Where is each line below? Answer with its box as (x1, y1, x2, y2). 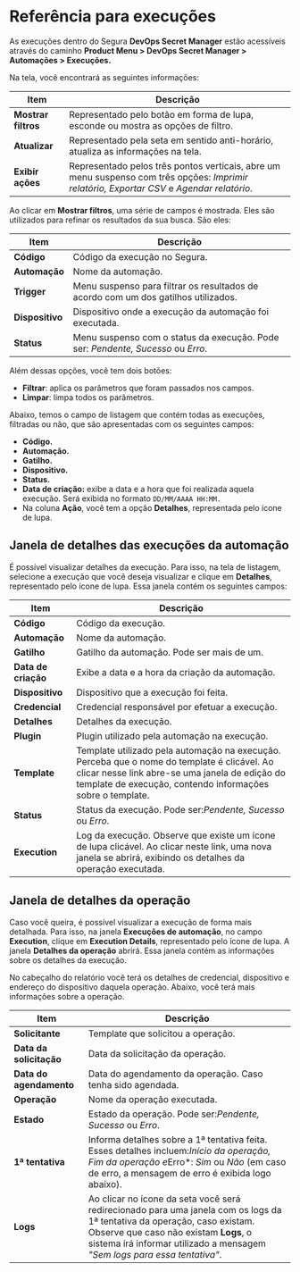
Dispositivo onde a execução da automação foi (72, 305, 270, 318)
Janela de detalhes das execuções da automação (9, 538, 289, 553)
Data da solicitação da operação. (87, 1047, 226, 1059)
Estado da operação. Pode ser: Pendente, (87, 1108, 260, 1120)
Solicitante (13, 1027, 61, 1040)
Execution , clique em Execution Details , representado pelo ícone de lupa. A (9, 935, 290, 946)
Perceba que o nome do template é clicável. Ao (75, 755, 274, 767)
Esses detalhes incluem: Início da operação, (87, 1144, 271, 1157)
